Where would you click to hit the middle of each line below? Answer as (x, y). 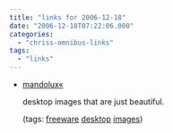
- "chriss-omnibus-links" (66, 42)
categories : (31, 34)
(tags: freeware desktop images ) (82, 119)
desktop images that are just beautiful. (93, 102)
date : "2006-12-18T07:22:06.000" (72, 26)
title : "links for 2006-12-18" (68, 17)
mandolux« (43, 84)
